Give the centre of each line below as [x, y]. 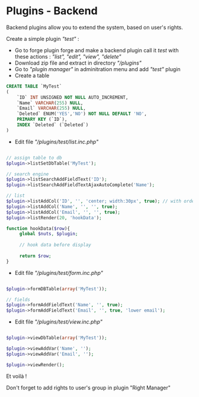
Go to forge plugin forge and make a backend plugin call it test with [97, 50]
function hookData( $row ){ [38, 228]
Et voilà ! [17, 376]
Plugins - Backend [52, 11]
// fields [18, 300]
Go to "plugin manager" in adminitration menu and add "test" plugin [97, 69]
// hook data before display [55, 245]
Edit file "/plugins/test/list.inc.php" [57, 142]
